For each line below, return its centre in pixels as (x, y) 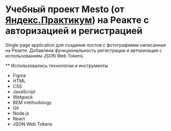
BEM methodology (32, 102)
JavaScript (24, 91)
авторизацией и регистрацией (74, 31)
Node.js (21, 113)
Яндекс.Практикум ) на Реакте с (77, 20)
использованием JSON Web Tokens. (45, 56)
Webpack (23, 97)
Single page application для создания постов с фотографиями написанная (86, 45)
